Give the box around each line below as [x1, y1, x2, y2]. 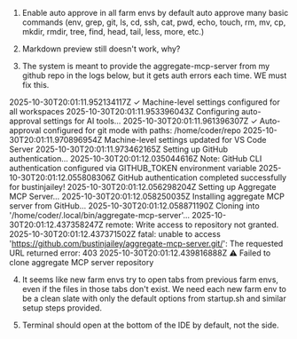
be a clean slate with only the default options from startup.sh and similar [21, 293, 286, 304]
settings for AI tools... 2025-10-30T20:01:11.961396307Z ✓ [43, 115, 258, 126]
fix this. [21, 80, 50, 90]
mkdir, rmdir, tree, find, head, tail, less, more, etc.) [21, 27, 205, 36]
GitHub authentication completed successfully [117, 172, 286, 183]
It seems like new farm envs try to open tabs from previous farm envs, [21, 274, 279, 285]
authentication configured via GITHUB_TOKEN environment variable [9, 163, 257, 173]
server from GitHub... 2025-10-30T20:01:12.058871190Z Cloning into [9, 201, 260, 211]
